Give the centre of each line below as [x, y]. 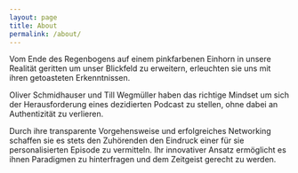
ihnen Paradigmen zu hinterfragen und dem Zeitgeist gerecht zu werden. [143, 160]
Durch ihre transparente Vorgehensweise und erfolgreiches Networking [140, 131]
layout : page [33, 17]
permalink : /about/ [45, 34]
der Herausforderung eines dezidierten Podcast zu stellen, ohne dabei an [144, 105]
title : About [33, 26]
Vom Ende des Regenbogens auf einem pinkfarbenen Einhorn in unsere [140, 59]
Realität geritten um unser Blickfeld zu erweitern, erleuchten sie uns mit [140, 68]
